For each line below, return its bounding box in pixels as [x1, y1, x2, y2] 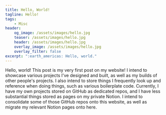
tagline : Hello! [5, 12, 39, 17]
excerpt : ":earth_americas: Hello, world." [5, 53, 97, 59]
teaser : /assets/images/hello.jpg [14, 35, 86, 40]
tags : [5, 16, 16, 21]
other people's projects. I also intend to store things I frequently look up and [5, 78, 161, 84]
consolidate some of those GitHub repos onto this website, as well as [5, 99, 147, 105]
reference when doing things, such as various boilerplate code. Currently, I [5, 83, 159, 89]
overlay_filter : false [14, 49, 61, 54]
